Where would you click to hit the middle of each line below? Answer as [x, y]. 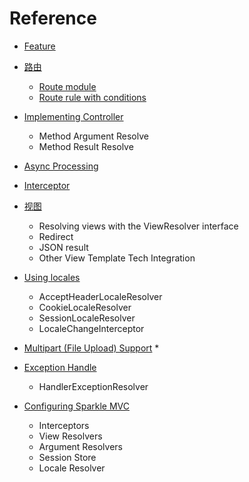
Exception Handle [60, 367]
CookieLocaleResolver [85, 307]
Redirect [56, 236]
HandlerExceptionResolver [93, 386]
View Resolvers [70, 436]
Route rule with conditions [92, 97]
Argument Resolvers [80, 446]
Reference [53, 18]
